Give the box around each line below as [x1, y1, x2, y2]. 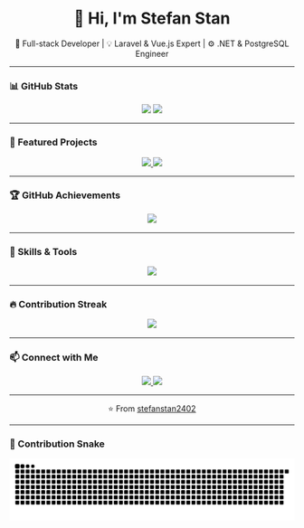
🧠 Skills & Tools [9, 245, 78, 258]
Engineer [135, 48, 169, 59]
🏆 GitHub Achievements [9, 189, 120, 202]
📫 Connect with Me [9, 352, 99, 364]
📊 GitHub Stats [9, 80, 79, 92]
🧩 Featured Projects [9, 136, 98, 148]
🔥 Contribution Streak [9, 298, 108, 311]
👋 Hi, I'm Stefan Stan [73, 8, 231, 29]
